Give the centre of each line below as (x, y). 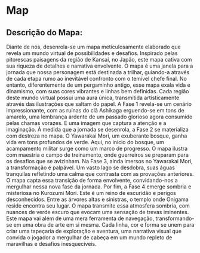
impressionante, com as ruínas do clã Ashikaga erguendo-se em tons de (95, 110)
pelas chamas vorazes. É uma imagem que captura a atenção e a (86, 123)
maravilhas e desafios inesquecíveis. (51, 244)
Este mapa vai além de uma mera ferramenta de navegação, (80, 218)
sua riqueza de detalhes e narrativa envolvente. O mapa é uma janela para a (100, 66)
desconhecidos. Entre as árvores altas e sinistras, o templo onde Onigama (98, 199)
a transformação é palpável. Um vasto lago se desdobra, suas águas (90, 167)
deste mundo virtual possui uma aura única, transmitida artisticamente (93, 97)
